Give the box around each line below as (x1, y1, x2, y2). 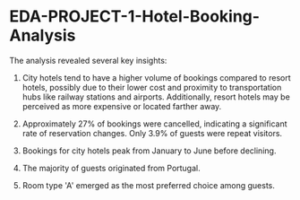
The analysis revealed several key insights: (9, 55, 167, 65)
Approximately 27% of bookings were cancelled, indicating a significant (21, 118, 288, 129)
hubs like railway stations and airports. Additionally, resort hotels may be (21, 91, 291, 102)
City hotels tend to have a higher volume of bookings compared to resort (21, 72, 291, 83)
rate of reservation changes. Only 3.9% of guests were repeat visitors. (21, 127, 283, 138)
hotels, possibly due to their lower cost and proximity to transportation (21, 82, 282, 92)
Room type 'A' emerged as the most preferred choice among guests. (21, 179, 276, 190)
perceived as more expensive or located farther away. (21, 100, 222, 111)
